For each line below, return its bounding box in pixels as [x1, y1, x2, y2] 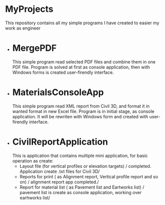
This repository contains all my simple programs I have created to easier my [5, 20, 160, 26]
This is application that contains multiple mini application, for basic [12, 153, 148, 158]
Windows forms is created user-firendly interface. [12, 69, 114, 75]
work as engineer [5, 25, 41, 31]
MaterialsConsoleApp [12, 87, 104, 98]
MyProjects [5, 3, 53, 15]
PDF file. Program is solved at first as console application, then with [12, 64, 150, 70]
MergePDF [12, 43, 57, 54]
